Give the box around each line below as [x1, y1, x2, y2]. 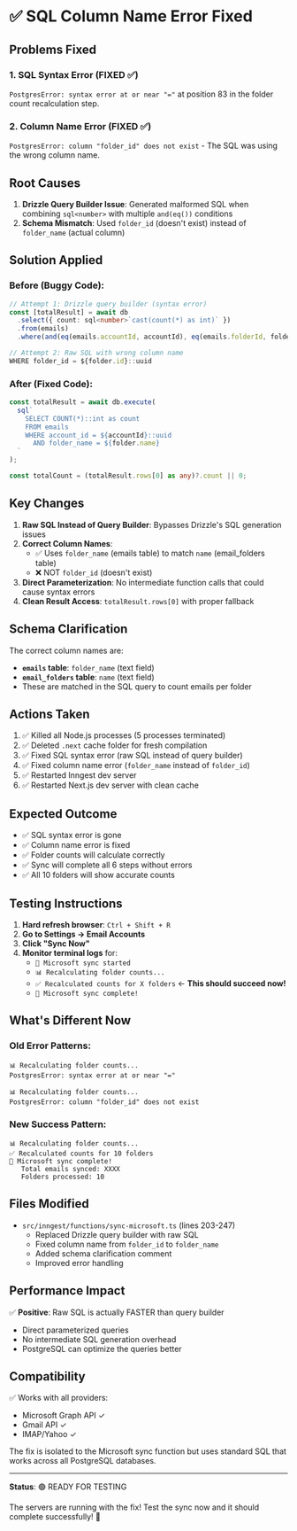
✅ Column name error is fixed [21, 840, 131, 851]
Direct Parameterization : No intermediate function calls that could [21, 577, 264, 587]
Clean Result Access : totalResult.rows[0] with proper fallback [21, 595, 255, 606]
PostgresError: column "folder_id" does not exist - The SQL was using [9, 140, 278, 152]
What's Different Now [9, 1013, 131, 1029]
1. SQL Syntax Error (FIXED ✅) [9, 68, 139, 81]
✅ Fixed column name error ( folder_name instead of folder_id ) [21, 760, 250, 771]
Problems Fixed [9, 42, 97, 57]
